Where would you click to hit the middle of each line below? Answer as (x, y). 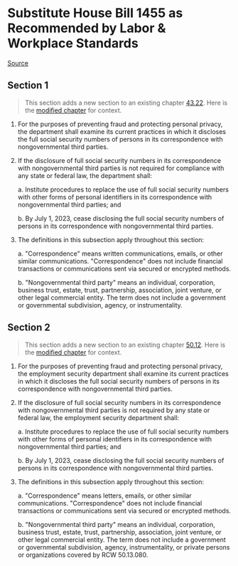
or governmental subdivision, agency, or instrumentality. (100, 305)
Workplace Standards (73, 43)
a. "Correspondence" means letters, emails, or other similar (104, 496)
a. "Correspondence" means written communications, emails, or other (120, 253)
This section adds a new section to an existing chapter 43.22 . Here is (126, 103)
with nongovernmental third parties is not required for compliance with (121, 168)
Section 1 (28, 86)
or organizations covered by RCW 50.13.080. (83, 555)
